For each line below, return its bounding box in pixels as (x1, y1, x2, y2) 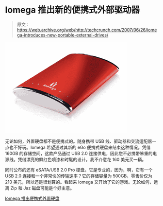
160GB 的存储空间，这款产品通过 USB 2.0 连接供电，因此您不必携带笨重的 (5, 150, 153, 156)
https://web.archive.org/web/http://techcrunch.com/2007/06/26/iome (16, 27, 157, 33)
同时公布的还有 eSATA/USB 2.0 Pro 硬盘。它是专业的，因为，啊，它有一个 (5, 167, 153, 172)
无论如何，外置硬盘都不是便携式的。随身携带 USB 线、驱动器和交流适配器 (5, 138, 152, 144)
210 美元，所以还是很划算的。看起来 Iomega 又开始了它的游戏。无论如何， (5, 179, 154, 185)
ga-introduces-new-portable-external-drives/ (16, 32, 109, 38)
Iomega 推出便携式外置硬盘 (5, 195, 60, 201)
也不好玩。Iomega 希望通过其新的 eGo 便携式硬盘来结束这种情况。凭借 (9, 144, 151, 150)
